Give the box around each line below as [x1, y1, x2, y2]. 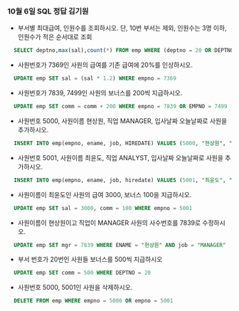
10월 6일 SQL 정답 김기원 [7, 6, 89, 16]
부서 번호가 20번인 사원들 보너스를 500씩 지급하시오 [17, 255, 163, 264]
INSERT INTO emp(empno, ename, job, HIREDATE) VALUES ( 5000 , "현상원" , [14, 139, 226, 147]
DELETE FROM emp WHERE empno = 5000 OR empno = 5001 [14, 297, 174, 305]
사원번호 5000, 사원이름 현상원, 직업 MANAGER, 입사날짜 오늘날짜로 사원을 [17, 116, 228, 125]
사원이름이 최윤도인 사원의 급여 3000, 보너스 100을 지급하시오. [17, 190, 192, 199]
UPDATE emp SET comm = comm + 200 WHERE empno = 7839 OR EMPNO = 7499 [14, 103, 228, 110]
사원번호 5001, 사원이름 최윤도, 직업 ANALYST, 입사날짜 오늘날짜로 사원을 [17, 153, 224, 162]
